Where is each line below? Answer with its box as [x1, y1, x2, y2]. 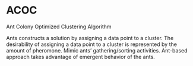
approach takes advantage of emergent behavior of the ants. [6, 53, 156, 60]
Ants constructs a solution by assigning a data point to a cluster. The [6, 34, 174, 41]
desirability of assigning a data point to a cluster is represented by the [6, 41, 177, 48]
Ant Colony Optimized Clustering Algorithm [6, 23, 112, 30]
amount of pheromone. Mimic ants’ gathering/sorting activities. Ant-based [6, 47, 188, 54]
